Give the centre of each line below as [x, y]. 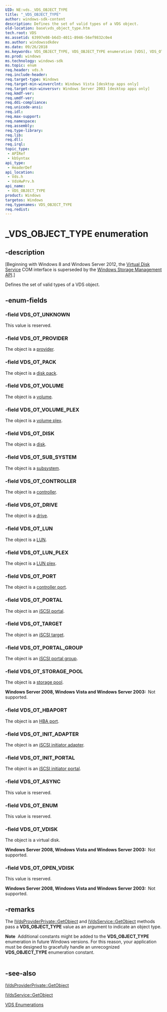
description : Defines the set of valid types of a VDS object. [72, 24]
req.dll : [14, 140]
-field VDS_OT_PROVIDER [37, 338]
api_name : [15, 186]
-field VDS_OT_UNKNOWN [38, 314]
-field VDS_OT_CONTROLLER [41, 481]
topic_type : [17, 149]
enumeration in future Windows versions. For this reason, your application [81, 942]
